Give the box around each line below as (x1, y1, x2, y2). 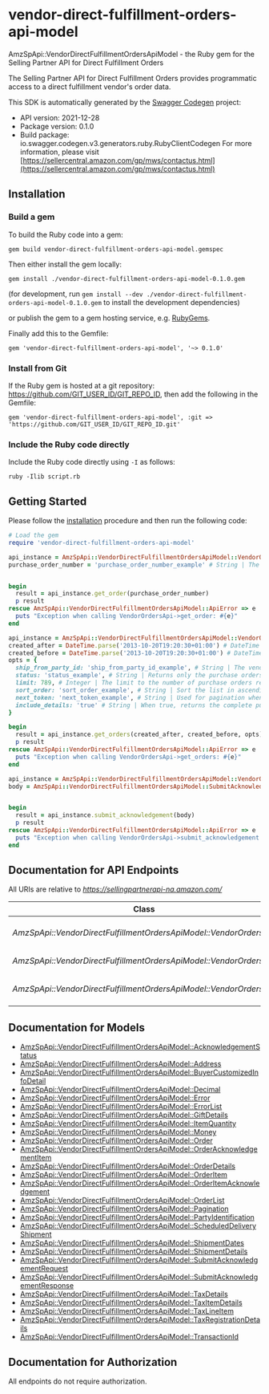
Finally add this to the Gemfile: (8, 328, 109, 338)
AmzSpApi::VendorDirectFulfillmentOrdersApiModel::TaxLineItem (19, 1307, 235, 1316)
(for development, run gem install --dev (8, 289, 143, 299)
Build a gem (8, 211, 55, 222)
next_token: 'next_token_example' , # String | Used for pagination (15, 693, 246, 701)
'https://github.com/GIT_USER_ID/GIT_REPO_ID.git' (8, 420, 181, 429)
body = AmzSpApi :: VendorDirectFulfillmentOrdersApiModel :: (8, 782, 210, 790)
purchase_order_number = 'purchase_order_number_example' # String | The (8, 560, 260, 569)
